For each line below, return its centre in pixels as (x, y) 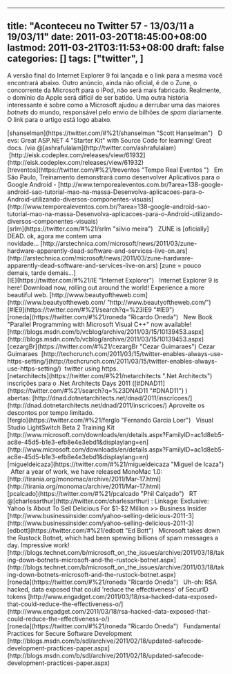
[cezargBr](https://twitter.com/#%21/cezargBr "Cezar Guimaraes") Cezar (111, 346)
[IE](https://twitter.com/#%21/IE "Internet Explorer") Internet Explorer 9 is (113, 280)
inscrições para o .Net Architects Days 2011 (69, 383)
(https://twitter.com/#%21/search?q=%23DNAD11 (78, 390)
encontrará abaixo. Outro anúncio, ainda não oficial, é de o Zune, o (102, 82)
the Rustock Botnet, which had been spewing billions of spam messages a (113, 538)
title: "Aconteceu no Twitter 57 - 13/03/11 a (101, 26)
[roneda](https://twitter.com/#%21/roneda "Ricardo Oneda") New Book (110, 317)
